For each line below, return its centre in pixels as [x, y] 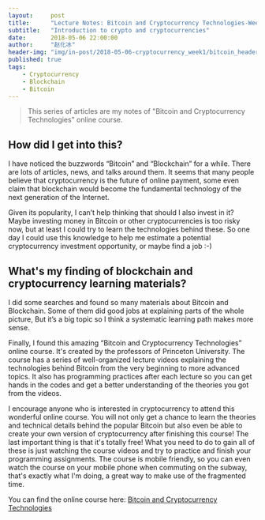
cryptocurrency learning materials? [97, 283]
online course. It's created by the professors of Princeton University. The [127, 351]
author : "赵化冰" [42, 45]
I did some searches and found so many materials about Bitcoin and [118, 302]
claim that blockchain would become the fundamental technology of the [125, 189]
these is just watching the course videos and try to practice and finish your [130, 450]
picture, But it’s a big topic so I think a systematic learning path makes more [131, 319]
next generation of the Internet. [59, 198]
